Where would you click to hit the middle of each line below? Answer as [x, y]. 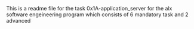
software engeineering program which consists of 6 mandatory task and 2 [98, 14]
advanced [19, 21]
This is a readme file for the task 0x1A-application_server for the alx [89, 8]
